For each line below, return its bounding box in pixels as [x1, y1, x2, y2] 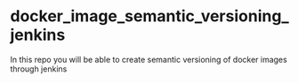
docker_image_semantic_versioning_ [10, 6, 290, 26]
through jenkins [10, 64, 68, 74]
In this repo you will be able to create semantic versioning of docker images [10, 54, 287, 64]
